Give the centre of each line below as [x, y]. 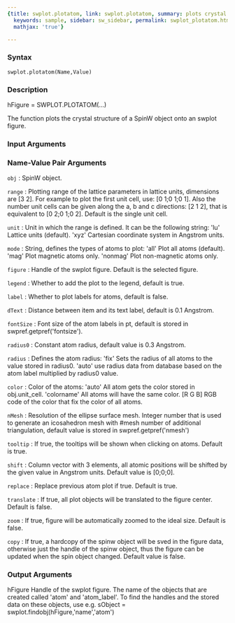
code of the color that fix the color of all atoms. [75, 402]
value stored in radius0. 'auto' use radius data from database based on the [115, 366]
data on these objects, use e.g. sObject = [66, 605]
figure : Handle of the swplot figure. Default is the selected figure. [103, 270]
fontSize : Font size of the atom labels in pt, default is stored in [98, 324]
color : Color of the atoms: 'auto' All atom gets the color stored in [101, 387]
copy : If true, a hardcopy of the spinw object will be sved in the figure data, [115, 542]
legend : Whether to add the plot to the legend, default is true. [96, 283]
